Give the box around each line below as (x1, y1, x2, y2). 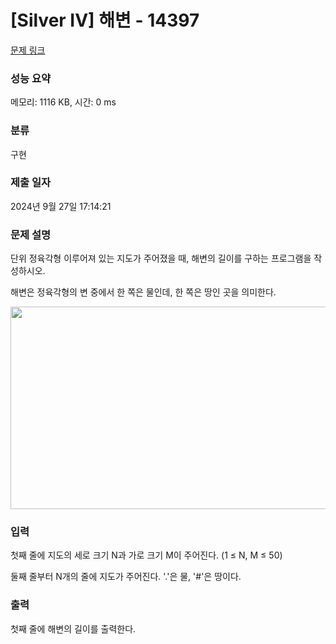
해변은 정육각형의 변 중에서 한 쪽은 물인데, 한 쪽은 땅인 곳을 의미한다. (10, 286, 277, 298)
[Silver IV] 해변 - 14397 (10, 9, 200, 32)
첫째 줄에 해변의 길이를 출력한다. (10, 622, 137, 635)
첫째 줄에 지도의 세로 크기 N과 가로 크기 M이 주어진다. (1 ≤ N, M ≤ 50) (10, 549, 283, 561)
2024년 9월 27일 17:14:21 (10, 200, 112, 212)
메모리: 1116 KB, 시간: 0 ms (10, 96, 117, 108)
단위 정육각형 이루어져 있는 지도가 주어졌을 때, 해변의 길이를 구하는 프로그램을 (10, 252, 312, 265)
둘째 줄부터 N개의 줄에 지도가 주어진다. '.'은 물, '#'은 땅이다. (10, 571, 242, 583)
